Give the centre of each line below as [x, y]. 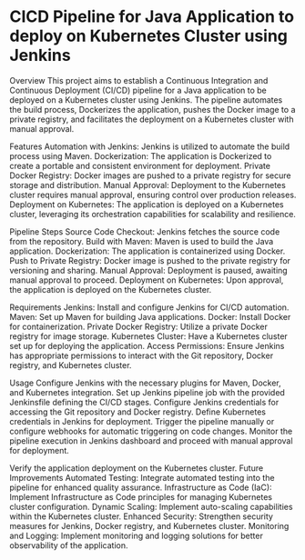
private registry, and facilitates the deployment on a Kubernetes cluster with [152, 119]
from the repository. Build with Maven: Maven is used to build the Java [142, 241]
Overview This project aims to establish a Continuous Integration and [139, 80]
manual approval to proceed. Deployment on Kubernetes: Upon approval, [147, 280]
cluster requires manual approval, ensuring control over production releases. [153, 195]
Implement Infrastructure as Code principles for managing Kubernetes [141, 496]
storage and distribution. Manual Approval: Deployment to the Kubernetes [148, 185]
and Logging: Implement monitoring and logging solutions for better [137, 535]
